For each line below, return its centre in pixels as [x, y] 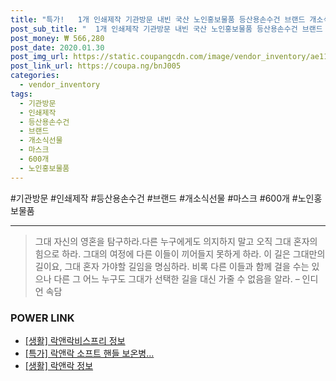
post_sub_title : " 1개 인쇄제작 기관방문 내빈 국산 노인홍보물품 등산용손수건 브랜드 [166, 29]
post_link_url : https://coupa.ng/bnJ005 [96, 66]
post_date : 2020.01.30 [57, 47]
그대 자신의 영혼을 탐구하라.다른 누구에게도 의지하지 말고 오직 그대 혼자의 [176, 241]
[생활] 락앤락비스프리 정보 [75, 340]
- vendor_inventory [60, 85]
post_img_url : [40, 57]
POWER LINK [42, 318]
